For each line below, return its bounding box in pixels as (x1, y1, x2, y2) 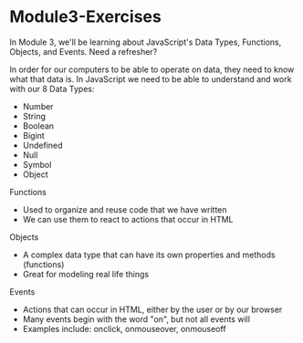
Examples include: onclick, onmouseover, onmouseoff (22, 323, 226, 334)
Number (22, 100, 54, 111)
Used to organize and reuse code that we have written (22, 203, 227, 215)
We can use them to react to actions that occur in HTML (22, 213, 234, 224)
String (22, 110, 47, 121)
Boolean (22, 120, 55, 131)
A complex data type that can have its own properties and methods (22, 249, 276, 260)
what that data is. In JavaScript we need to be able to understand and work (9, 73, 292, 84)
